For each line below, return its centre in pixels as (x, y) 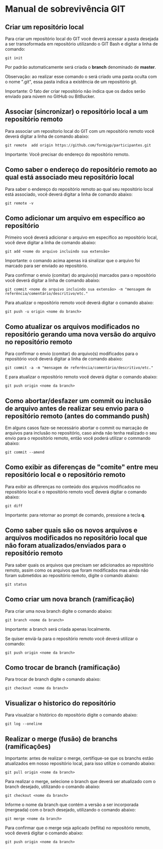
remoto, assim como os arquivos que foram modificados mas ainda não (77, 570)
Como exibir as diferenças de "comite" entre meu (81, 467)
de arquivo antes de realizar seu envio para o (74, 408)
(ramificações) (28, 746)
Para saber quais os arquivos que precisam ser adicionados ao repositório (80, 565)
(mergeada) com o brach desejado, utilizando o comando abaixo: (71, 809)
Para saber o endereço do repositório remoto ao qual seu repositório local (79, 189)
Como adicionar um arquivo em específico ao (75, 218)
